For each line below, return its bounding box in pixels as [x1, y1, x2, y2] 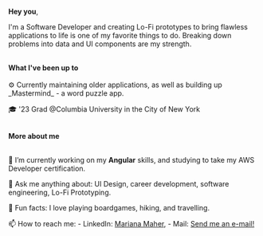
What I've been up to [8, 63, 79, 73]
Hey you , [8, 7, 38, 16]
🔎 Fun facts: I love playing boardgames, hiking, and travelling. [8, 203, 210, 212]
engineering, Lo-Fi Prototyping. [8, 187, 112, 197]
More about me [8, 132, 60, 140]
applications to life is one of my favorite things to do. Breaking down [8, 31, 232, 40]
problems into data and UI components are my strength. [8, 39, 192, 49]
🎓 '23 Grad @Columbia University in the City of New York [8, 104, 201, 114]
